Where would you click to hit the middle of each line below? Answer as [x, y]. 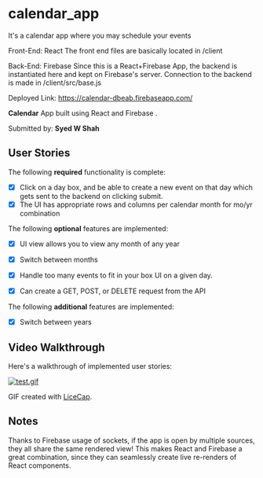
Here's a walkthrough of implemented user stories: [90, 366]
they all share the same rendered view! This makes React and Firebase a [125, 448]
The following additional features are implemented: [91, 307]
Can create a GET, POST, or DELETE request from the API [113, 291]
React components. [40, 465]
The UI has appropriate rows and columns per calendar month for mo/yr [136, 204]
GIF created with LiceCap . [50, 397]
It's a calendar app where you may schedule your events [100, 35]
